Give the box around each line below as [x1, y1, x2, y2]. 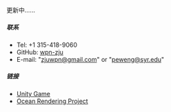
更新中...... [6, 6, 36, 14]
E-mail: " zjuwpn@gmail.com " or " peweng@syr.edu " [16, 55, 165, 63]
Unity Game [16, 89, 51, 98]
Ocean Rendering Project [16, 97, 88, 105]
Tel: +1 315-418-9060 [16, 41, 77, 49]
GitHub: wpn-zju [16, 47, 63, 56]
